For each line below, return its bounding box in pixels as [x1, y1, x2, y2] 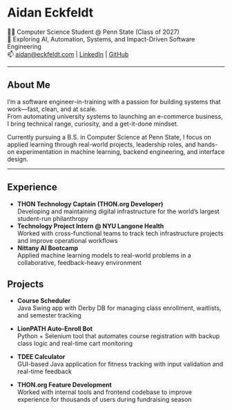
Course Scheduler [17, 297, 71, 305]
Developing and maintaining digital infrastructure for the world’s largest [17, 207, 220, 215]
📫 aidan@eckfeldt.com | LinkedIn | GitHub [7, 50, 129, 58]
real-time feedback [17, 367, 72, 375]
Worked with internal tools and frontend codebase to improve [17, 388, 192, 396]
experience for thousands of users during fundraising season [17, 396, 192, 404]
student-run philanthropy [17, 214, 88, 222]
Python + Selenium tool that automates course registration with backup [17, 332, 220, 340]
